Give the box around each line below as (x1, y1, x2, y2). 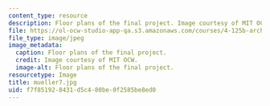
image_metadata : (8, 41, 63, 49)
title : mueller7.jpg (8, 78, 78, 86)
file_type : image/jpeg (8, 33, 84, 42)
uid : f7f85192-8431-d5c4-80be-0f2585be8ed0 (8, 85, 157, 94)
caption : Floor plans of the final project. (15, 49, 167, 57)
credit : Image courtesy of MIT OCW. (15, 57, 138, 65)
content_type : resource (8, 11, 88, 20)
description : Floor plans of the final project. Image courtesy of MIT (8, 19, 253, 27)
